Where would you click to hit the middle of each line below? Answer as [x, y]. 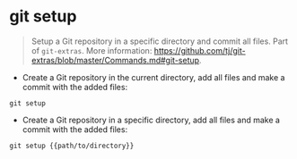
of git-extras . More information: [92, 50]
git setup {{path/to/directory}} [72, 146]
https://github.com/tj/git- [200, 50]
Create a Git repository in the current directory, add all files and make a [153, 77]
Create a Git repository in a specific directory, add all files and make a [151, 120]
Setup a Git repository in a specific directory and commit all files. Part [160, 41]
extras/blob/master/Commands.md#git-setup [115, 60]
